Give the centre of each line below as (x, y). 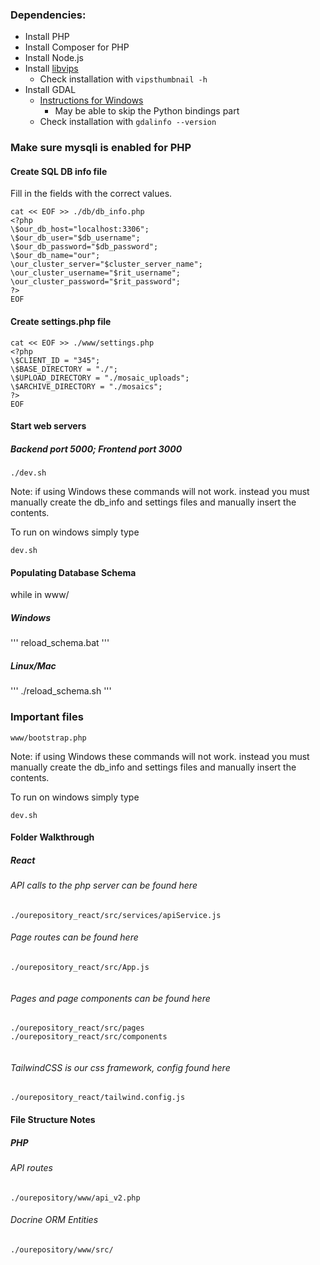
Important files (47, 717)
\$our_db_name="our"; (55, 256)
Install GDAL (50, 90)
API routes (31, 1167)
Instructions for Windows (91, 100)
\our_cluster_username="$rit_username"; (96, 273)
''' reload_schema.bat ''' (60, 643)
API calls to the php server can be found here (104, 885)
